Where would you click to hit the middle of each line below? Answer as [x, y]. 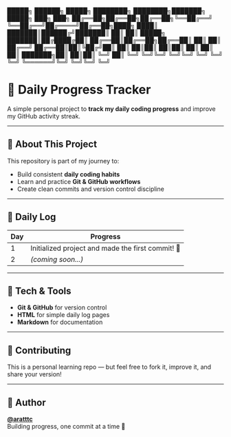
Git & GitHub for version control [62, 307]
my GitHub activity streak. [44, 116]
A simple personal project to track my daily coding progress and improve [112, 109]
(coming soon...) [57, 259]
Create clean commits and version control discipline [91, 189]
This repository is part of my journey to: [63, 161]
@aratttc [20, 419]
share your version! [34, 374]
